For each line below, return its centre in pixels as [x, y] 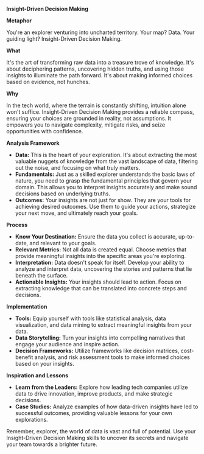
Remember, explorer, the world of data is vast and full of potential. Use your [101, 431]
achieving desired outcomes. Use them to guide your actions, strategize [105, 207]
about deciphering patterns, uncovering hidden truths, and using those [95, 69]
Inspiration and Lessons [37, 375]
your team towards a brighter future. [52, 444]
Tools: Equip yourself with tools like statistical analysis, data [90, 318]
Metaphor [19, 20]
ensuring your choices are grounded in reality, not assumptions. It [89, 118]
